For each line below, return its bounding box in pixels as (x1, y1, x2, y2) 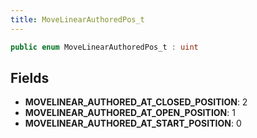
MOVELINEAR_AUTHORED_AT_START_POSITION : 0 (24, 117, 242, 130)
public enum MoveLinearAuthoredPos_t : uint (10, 42, 199, 52)
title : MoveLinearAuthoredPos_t (10, 14, 145, 25)
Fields (10, 69, 50, 86)
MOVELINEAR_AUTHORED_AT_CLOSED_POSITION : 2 (24, 96, 248, 108)
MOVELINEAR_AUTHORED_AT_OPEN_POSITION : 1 (24, 107, 236, 119)
